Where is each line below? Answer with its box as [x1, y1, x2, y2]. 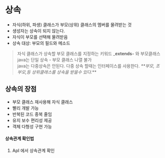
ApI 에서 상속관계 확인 [12, 147, 55, 153]
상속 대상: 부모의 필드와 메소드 [12, 40, 70, 46]
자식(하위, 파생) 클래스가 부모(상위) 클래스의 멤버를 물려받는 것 [12, 22, 132, 28]
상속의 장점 [5, 85, 37, 94]
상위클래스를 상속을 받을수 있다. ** [32, 69, 97, 75]
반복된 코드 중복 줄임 [12, 111, 52, 117]
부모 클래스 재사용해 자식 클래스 [12, 99, 73, 105]
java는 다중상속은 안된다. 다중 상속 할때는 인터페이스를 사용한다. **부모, [17, 63, 155, 69]
